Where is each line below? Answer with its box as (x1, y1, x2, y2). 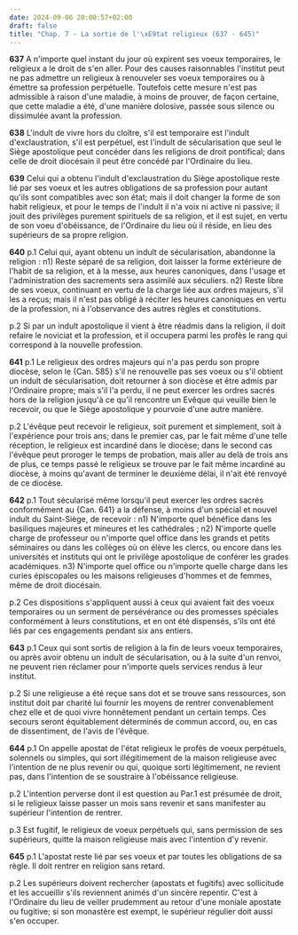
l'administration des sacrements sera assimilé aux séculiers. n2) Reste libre (9, 275, 284, 286)
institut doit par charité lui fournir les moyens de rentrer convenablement (9, 698, 274, 709)
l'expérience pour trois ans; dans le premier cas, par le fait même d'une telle (9, 431, 288, 441)
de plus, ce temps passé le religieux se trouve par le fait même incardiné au (9, 459, 286, 470)
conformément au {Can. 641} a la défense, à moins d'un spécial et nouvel (9, 504, 278, 515)
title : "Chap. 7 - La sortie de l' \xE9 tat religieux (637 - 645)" (9, 29, 260, 38)
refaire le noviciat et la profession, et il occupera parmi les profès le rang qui (9, 330, 288, 341)
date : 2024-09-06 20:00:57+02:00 (9, 12, 133, 22)
